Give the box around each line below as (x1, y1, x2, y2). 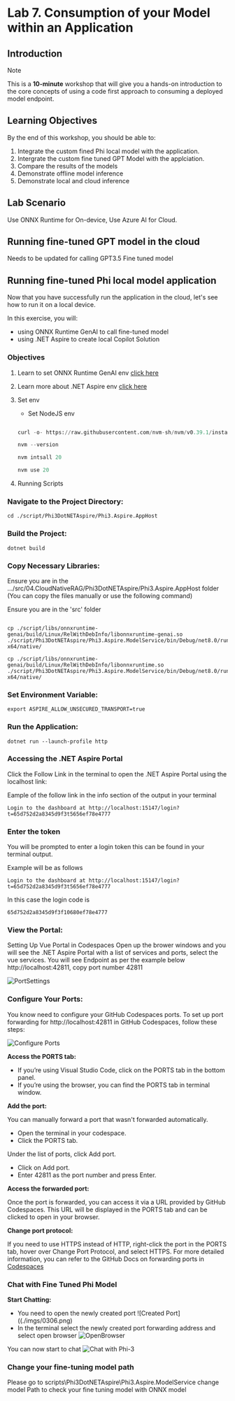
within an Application (7, 20, 134, 36)
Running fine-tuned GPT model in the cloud (7, 236, 201, 248)
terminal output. (7, 850, 53, 858)
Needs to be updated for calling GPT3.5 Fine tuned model (7, 254, 173, 263)
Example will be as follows (7, 864, 83, 872)
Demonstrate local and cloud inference (17, 176, 130, 185)
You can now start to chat (7, 1345, 82, 1353)
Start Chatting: (7, 1295, 52, 1304)
